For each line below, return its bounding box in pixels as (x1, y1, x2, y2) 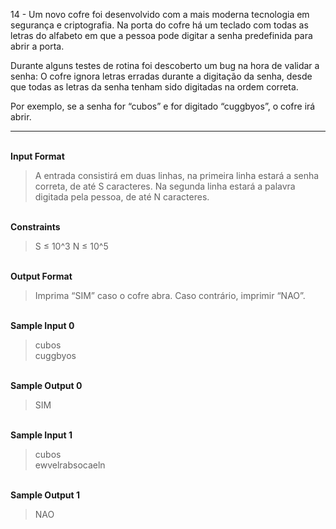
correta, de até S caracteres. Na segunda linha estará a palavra (34, 180, 296, 192)
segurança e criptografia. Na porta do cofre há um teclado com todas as (10, 19, 309, 31)
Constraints (10, 221, 61, 233)
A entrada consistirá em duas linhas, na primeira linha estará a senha (34, 170, 320, 181)
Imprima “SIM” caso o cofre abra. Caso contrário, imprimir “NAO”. (34, 290, 306, 301)
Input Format (10, 150, 65, 162)
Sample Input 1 (10, 429, 73, 441)
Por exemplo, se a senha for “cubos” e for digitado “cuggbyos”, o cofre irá (10, 100, 316, 112)
